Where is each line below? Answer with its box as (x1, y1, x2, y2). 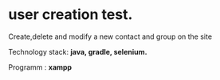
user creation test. (8, 6, 133, 24)
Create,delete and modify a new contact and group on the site (8, 32, 213, 41)
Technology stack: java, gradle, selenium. (8, 47, 147, 56)
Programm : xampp (8, 62, 73, 72)
